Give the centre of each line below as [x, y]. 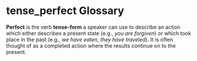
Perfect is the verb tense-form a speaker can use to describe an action [93, 27]
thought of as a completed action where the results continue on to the [91, 46]
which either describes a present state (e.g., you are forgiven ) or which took [99, 33]
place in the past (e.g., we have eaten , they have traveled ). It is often [90, 39]
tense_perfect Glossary [65, 11]
